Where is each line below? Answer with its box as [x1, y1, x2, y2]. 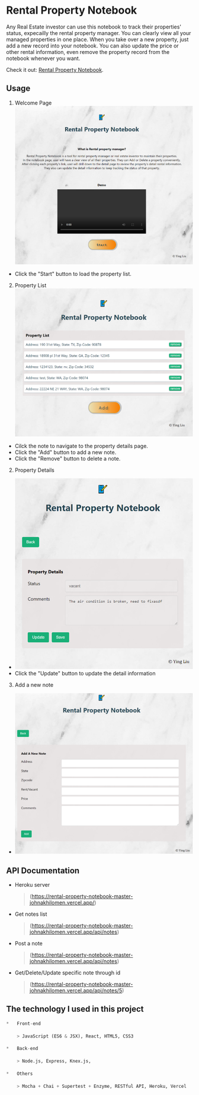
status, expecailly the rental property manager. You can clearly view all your [6, 29, 191, 36]
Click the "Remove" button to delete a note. [14, 455, 121, 462]
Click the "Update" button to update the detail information [14, 670, 156, 677]
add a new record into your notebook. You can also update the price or [6, 42, 179, 49]
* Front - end [6, 1020, 41, 1027]
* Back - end [6, 1046, 38, 1052]
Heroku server [14, 881, 50, 888]
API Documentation [6, 865, 80, 875]
